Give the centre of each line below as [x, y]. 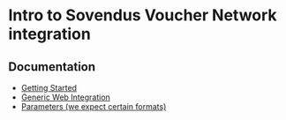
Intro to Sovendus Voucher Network [143, 15]
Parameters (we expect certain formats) [94, 106]
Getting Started [49, 88]
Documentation [52, 67]
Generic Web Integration [66, 97]
